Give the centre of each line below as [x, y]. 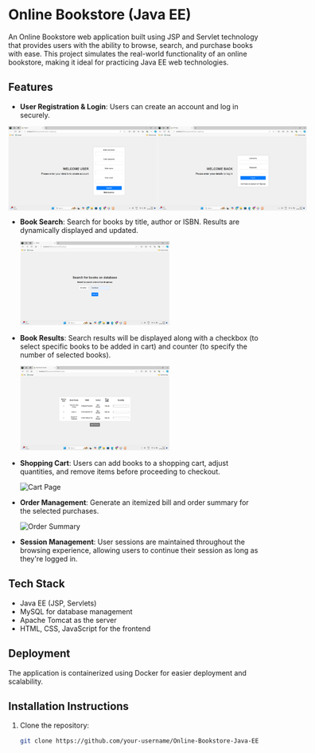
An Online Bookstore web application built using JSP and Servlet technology [133, 37]
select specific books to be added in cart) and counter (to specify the [134, 347]
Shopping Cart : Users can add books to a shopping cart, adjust [124, 463]
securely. [35, 115]
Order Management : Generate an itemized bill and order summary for [134, 503]
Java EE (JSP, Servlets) [58, 603]
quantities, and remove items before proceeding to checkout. [120, 471]
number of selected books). [65, 355]
